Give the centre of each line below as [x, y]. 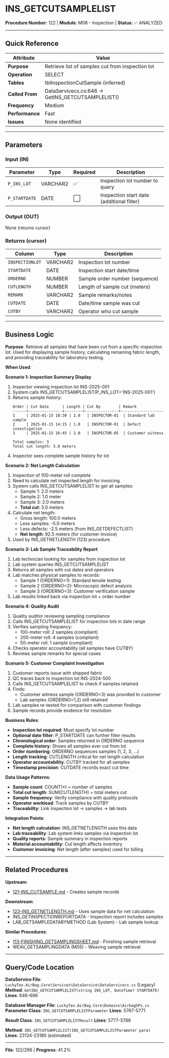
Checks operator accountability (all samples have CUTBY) [73, 648]
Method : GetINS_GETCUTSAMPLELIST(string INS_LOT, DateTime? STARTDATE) [82, 990]
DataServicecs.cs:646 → [74, 91]
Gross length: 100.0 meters [48, 518]
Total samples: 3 [31, 442]
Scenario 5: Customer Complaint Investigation [55, 663]
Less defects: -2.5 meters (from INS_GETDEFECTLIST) [76, 528]
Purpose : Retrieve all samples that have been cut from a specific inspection [84, 347]
